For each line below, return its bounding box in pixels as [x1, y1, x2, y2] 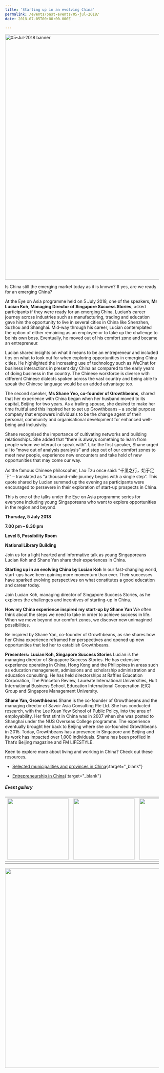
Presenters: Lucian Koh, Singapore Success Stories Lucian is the [5, 651, 139, 658]
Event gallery [5, 784, 33, 790]
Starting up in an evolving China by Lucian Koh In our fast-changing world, [5, 566, 158, 572]
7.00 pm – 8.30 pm [5, 523, 43, 529]
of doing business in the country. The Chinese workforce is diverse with [5, 371, 150, 376]
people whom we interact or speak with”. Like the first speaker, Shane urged [5, 442, 159, 448]
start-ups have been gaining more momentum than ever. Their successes [5, 572, 153, 578]
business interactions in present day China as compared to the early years [5, 365, 155, 371]
